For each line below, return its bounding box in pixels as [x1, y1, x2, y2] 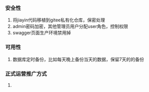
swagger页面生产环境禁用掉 [12, 29, 71, 36]
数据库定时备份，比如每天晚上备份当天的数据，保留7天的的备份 [12, 56, 144, 62]
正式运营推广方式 [5, 70, 47, 77]
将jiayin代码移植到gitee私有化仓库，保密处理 [12, 17, 105, 23]
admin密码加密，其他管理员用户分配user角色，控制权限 [12, 23, 128, 29]
